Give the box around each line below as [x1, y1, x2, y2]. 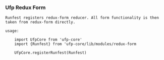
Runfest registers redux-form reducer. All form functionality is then [5, 15, 159, 20]
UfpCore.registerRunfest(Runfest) [14, 50, 87, 55]
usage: [5, 28, 19, 33]
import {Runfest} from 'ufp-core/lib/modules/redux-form [14, 41, 137, 46]
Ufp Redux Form [5, 4, 46, 11]
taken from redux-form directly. [5, 19, 76, 25]
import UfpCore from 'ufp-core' [14, 37, 82, 42]
